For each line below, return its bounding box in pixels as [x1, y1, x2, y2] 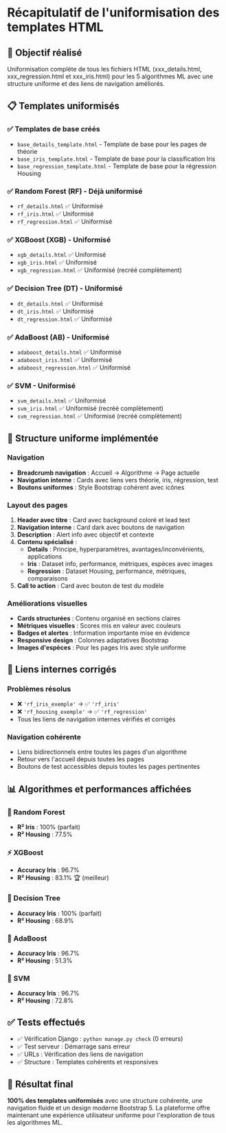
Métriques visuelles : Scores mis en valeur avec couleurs [16, 622, 181, 630]
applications [27, 552, 63, 561]
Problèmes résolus [7, 684, 71, 693]
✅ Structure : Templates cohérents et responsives [16, 1058, 159, 1066]
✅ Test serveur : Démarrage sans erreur [16, 1042, 131, 1051]
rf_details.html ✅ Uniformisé [16, 201, 103, 210]
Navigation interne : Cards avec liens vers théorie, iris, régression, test [16, 475, 218, 484]
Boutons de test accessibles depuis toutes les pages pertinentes [16, 763, 201, 771]
